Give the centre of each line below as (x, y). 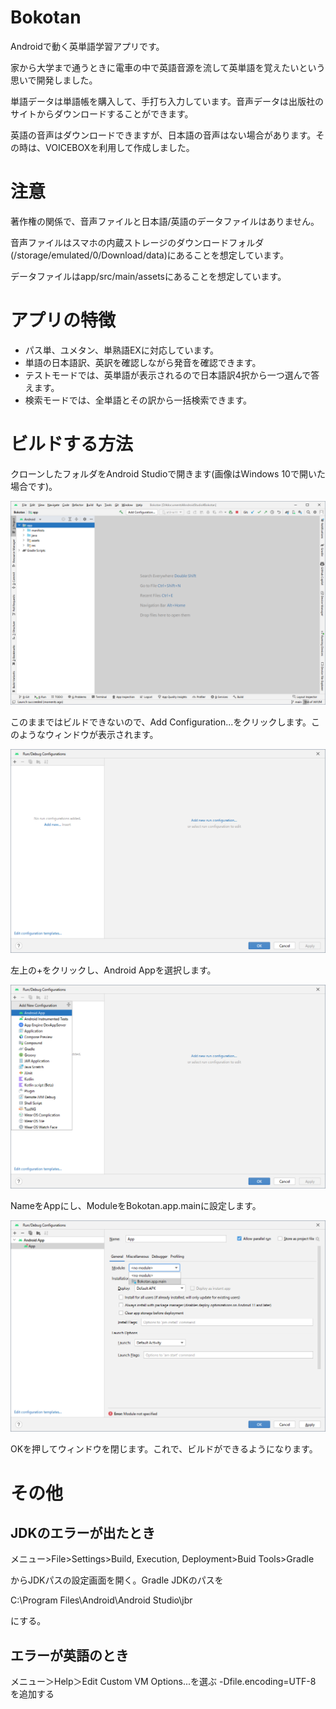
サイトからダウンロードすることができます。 (102, 113)
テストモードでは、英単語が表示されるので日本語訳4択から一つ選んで (168, 375)
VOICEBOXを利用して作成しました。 (119, 147)
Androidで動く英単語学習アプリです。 (87, 46)
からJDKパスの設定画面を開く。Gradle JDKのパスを (117, 1580)
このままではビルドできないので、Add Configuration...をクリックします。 (161, 722)
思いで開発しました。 (54, 80)
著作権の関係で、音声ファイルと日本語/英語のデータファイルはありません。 (165, 221)
